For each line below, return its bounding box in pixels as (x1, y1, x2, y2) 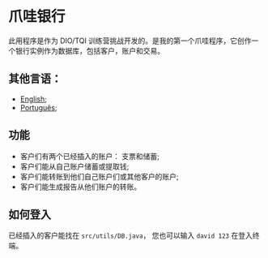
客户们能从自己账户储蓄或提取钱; (19, 161, 130, 171)
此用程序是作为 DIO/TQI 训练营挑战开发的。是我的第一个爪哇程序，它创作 (8, 36, 253, 45)
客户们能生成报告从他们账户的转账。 (19, 182, 142, 191)
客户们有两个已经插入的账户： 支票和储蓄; (19, 151, 160, 161)
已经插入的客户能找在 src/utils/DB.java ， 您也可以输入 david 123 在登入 (8, 230, 253, 240)
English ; (19, 94, 47, 104)
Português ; (19, 102, 58, 112)
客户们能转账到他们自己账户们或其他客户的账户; (19, 171, 180, 181)
